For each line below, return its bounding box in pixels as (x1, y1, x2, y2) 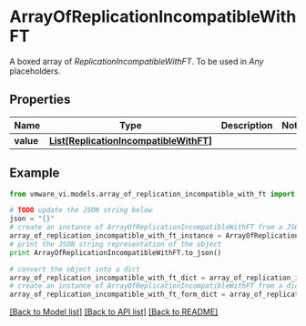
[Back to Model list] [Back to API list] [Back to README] (9, 307, 219, 318)
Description (220, 118, 273, 131)
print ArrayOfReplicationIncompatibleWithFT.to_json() (9, 248, 222, 257)
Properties (9, 92, 71, 107)
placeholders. (9, 66, 61, 76)
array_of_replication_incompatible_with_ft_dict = (9, 273, 206, 282)
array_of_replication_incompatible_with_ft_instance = (9, 231, 222, 240)
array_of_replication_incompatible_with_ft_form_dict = (9, 290, 226, 300)
